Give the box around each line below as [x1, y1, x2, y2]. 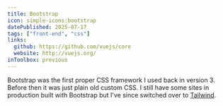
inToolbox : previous [7, 57, 69, 64]
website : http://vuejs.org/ [13, 50, 97, 57]
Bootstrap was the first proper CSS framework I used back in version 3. [7, 76, 216, 84]
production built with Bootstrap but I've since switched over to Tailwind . [7, 90, 217, 99]
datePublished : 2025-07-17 [7, 23, 87, 30]
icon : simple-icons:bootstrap [7, 17, 97, 24]
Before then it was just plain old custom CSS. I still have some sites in [7, 83, 210, 92]
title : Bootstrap [7, 10, 59, 18]
